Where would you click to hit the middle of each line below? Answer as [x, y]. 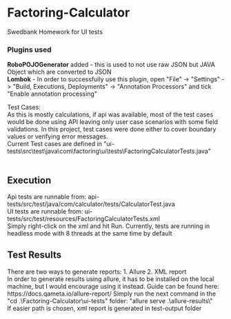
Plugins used [29, 50]
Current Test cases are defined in [54, 144]
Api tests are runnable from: [47, 197]
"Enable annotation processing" [52, 94]
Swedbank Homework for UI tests [55, 32]
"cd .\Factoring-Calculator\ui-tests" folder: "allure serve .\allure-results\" [110, 300]
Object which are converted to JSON [59, 72]
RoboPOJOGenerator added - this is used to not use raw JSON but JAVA [111, 65]
